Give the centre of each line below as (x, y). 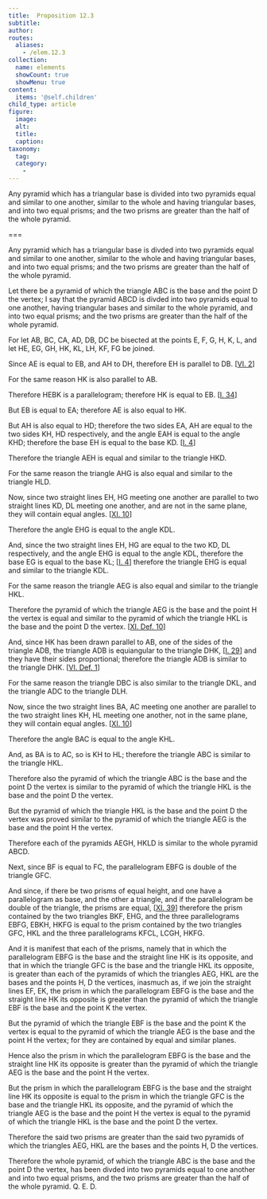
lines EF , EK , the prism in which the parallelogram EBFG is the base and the (131, 991)
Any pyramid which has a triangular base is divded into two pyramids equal (131, 250)
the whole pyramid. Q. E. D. (53, 1186)
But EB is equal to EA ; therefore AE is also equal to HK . (97, 410)
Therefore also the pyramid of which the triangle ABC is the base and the (128, 778)
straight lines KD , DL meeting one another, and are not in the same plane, (128, 506)
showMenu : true (41, 82)
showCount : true (42, 75)
